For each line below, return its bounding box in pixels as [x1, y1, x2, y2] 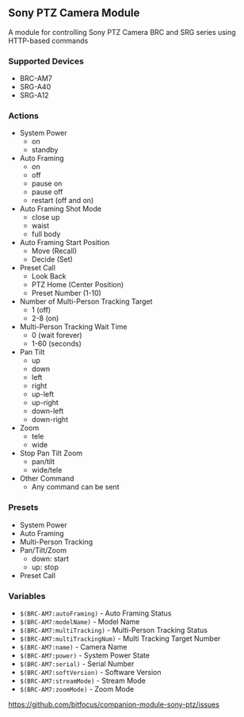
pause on [31, 178, 63, 189]
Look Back [31, 271, 67, 281]
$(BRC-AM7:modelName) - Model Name [19, 617, 140, 626]
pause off [31, 187, 63, 197]
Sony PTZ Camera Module [8, 6, 140, 20]
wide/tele [31, 466, 63, 475]
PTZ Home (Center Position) [31, 280, 124, 289]
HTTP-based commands [8, 36, 89, 45]
